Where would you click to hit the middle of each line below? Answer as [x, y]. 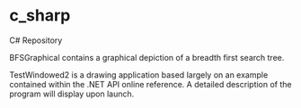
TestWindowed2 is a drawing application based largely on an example [139, 75]
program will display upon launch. [72, 94]
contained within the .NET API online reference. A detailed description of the [150, 84]
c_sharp [40, 16]
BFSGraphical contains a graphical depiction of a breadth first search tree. [147, 57]
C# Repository [36, 40]
